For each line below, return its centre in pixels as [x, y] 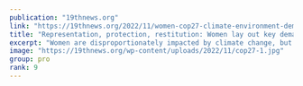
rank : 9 [24, 68]
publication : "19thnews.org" [64, 17]
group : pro [30, 59]
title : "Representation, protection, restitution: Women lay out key [143, 34]
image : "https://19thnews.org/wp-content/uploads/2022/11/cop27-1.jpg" [147, 51]
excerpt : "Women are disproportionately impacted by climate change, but [151, 43]
